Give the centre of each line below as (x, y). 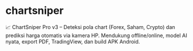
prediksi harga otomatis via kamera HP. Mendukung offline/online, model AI (96, 35)
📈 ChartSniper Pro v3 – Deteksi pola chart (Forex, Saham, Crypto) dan (90, 27)
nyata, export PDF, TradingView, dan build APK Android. (73, 41)
